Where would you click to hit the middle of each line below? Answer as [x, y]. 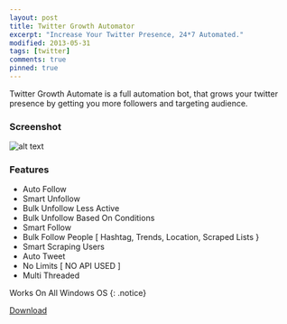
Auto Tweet [44, 256]
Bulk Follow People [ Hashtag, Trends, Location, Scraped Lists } [141, 237]
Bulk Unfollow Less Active [71, 208]
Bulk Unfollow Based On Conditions [88, 218]
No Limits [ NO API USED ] [71, 266]
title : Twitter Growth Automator [72, 26]
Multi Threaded [51, 275]
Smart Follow [47, 227]
